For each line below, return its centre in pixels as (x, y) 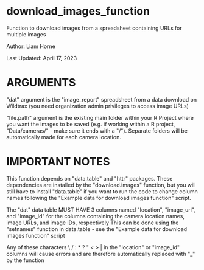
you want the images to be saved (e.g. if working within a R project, (91, 124)
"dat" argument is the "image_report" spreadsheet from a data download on (101, 99)
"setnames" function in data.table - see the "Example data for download (97, 229)
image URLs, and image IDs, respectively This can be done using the (93, 223)
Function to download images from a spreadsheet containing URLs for (94, 28)
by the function (25, 260)
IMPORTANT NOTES (58, 162)
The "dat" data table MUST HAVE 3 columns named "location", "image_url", (101, 209)
